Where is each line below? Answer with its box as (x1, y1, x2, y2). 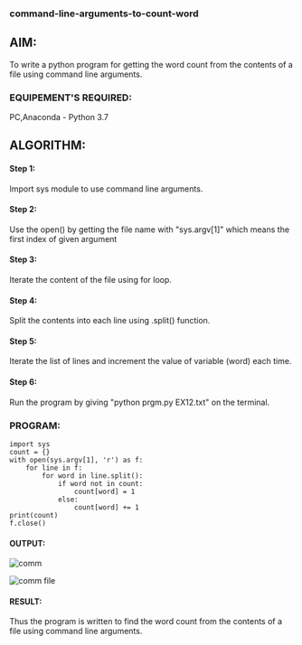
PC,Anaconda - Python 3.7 (9, 112, 109, 123)
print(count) (9, 510, 59, 519)
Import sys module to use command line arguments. (9, 183, 203, 194)
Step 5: (9, 335, 38, 346)
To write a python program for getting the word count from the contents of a (9, 59, 294, 70)
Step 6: (9, 377, 38, 388)
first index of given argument (9, 233, 118, 244)
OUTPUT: (9, 537, 46, 548)
